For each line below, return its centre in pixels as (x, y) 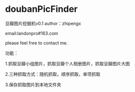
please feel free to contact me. (36, 43)
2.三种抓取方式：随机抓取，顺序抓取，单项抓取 (53, 74)
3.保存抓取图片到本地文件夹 (33, 85)
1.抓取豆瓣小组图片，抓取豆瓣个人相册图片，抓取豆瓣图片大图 (67, 63)
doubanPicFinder (41, 9)
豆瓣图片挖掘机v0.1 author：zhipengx (43, 23)
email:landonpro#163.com (32, 33)
